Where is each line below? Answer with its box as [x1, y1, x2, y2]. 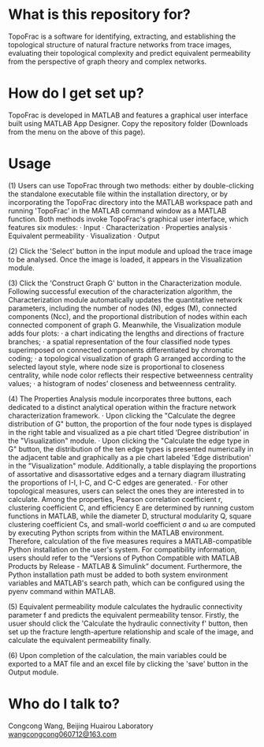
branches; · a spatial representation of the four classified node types [8, 336, 231, 346]
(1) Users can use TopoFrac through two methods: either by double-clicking [8, 180, 255, 190]
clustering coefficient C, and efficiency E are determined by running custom [8, 503, 255, 512]
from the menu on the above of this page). [8, 127, 146, 136]
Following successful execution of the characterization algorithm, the [8, 286, 232, 296]
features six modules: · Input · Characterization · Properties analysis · [8, 222, 232, 232]
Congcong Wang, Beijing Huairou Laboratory [8, 721, 154, 730]
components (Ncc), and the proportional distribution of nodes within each [8, 311, 247, 321]
